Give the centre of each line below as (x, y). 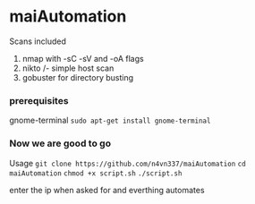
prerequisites (39, 100)
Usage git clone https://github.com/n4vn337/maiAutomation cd (127, 163)
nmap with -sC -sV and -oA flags (83, 58)
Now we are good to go (60, 143)
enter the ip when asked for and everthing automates (107, 190)
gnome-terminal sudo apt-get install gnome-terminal (110, 120)
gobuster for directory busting (78, 77)
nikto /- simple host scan (68, 68)
